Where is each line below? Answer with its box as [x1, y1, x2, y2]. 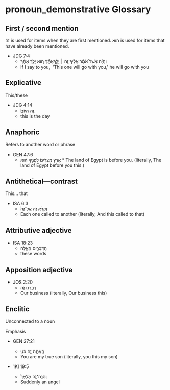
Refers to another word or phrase [5, 141, 76, 147]
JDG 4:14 [12, 102, 33, 108]
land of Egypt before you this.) [20, 162, 85, 168]
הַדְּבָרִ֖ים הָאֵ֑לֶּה [20, 245, 47, 251]
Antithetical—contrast [5, 177, 78, 186]
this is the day [20, 113, 50, 119]
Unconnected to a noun [5, 318, 55, 324]
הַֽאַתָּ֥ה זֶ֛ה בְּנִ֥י [20, 348, 45, 354]
